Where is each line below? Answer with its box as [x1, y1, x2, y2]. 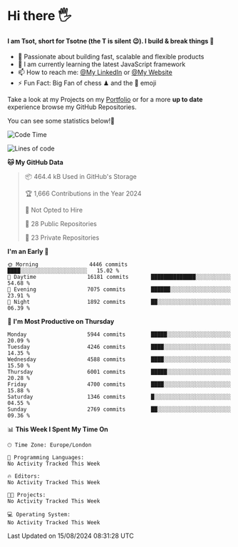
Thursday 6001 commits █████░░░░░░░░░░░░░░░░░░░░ [7, 369, 232, 376]
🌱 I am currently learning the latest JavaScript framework [17, 60, 186, 68]
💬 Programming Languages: [7, 454, 84, 461]
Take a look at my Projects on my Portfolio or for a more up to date [7, 96, 203, 104]
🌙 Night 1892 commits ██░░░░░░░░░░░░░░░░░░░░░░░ [7, 299, 232, 306]
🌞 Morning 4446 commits [7, 261, 128, 268]
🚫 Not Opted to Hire [24, 206, 83, 215]
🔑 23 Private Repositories [24, 233, 100, 242]
